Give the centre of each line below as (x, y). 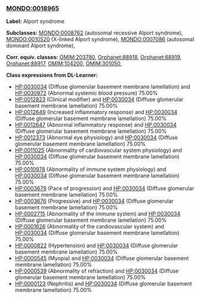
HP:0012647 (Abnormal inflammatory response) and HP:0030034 (96, 125)
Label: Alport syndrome (35, 22)
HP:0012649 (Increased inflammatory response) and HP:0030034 (96, 112)
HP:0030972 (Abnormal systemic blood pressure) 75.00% (86, 93)
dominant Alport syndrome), (41, 45)
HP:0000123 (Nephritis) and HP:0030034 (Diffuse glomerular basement (103, 284)
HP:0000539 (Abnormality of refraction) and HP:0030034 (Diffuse (97, 271)
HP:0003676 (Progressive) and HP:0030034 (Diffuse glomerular (94, 201)
